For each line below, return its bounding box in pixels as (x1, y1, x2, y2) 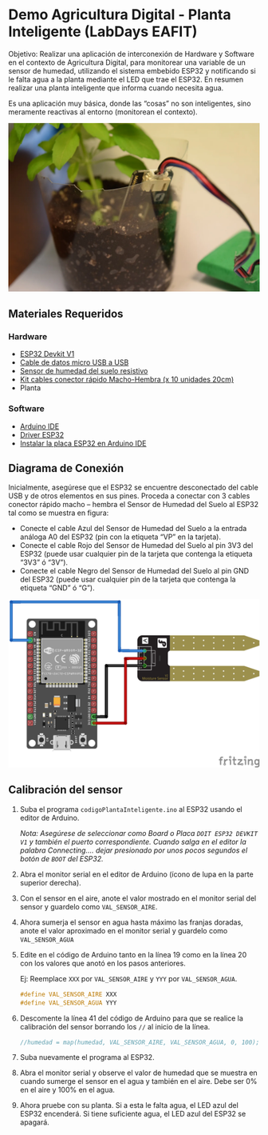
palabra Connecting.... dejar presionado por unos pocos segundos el (19, 845, 248, 855)
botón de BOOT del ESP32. (19, 853, 104, 863)
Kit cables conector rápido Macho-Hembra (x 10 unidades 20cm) (19, 374, 235, 385)
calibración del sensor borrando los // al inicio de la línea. (19, 1021, 211, 1031)
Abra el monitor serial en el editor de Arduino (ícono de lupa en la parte (19, 869, 254, 879)
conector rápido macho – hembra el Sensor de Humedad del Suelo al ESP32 (8, 500, 259, 510)
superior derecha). (19, 877, 81, 887)
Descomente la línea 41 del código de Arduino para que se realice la (19, 1013, 243, 1023)
